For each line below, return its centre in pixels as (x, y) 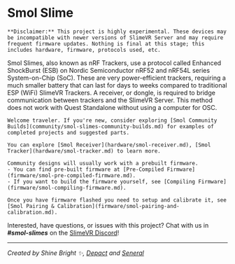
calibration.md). (33, 212)
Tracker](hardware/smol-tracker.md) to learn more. (84, 151)
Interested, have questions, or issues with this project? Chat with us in (108, 225)
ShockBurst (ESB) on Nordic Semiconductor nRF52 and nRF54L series (109, 70)
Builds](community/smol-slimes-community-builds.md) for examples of (111, 126)
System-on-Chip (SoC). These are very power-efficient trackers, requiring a (116, 78)
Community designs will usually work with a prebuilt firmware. (103, 163)
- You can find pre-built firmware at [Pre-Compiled (86, 169)
